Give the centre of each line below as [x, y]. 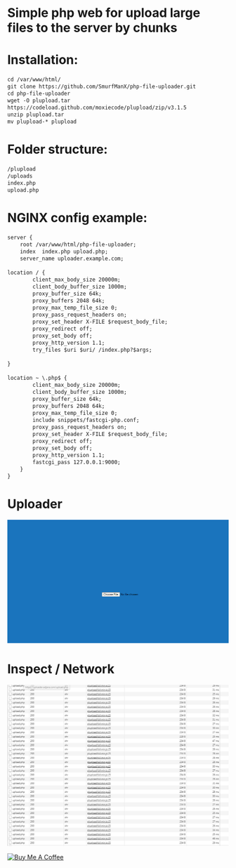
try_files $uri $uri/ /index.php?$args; [92, 350]
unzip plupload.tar [36, 115]
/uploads [20, 176]
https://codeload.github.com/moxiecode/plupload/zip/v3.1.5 [97, 108]
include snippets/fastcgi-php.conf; [86, 420]
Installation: [43, 60]
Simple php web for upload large [104, 13]
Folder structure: [58, 150]
